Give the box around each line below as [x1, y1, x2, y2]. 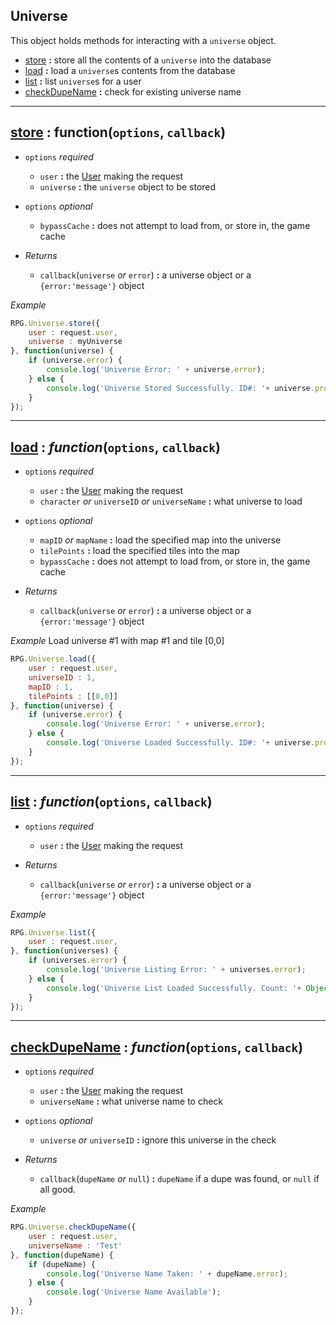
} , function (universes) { [10, 946, 118, 956]
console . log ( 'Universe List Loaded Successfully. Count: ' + [46, 983, 302, 993]
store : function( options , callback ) [10, 124, 227, 141]
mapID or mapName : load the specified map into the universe [39, 534, 282, 546]
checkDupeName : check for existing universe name [24, 85, 242, 98]
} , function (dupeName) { [10, 1250, 114, 1260]
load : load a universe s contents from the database [24, 64, 236, 76]
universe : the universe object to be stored [39, 180, 217, 193]
